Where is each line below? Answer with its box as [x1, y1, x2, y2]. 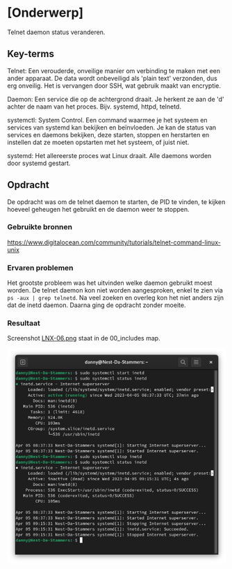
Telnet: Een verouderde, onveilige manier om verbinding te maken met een [7, 66, 221, 75]
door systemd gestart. [7, 159, 71, 167]
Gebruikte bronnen [7, 222, 73, 232]
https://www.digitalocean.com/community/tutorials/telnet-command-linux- [7, 238, 221, 247]
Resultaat [7, 318, 40, 328]
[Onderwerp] [7, 5, 84, 21]
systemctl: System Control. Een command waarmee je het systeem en [7, 116, 208, 124]
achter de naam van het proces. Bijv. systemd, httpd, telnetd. [7, 102, 182, 111]
